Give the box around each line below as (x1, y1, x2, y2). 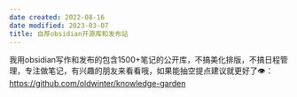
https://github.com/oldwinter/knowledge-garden (9, 78, 186, 89)
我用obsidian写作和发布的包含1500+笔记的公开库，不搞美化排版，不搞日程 (9, 55, 281, 65)
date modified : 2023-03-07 (9, 21, 109, 30)
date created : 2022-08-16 (9, 12, 105, 22)
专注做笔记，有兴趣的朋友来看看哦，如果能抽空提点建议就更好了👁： (24, 65, 274, 76)
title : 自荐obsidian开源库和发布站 (9, 29, 129, 38)
